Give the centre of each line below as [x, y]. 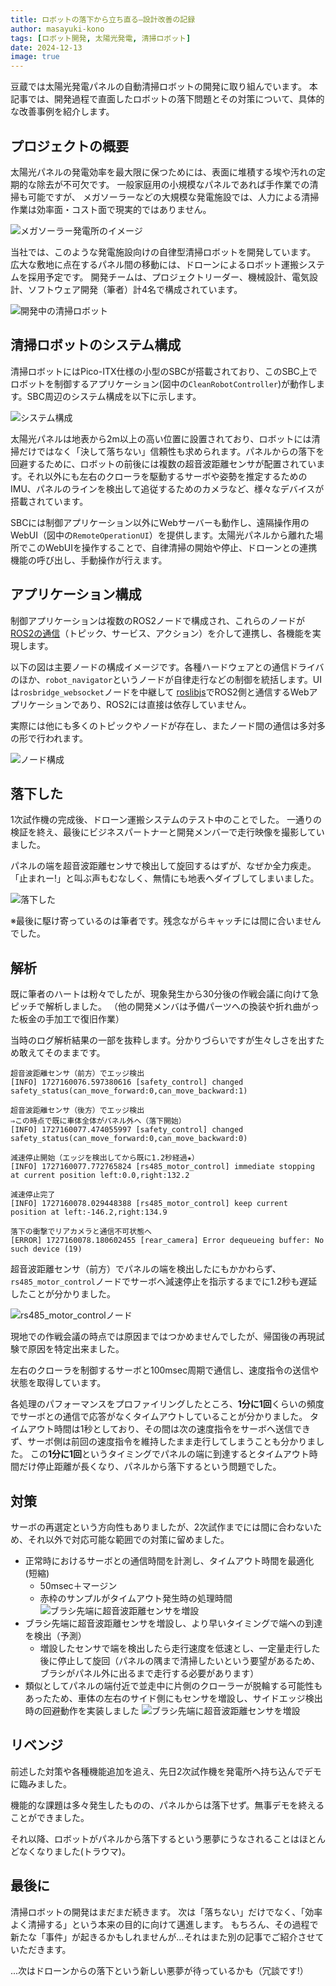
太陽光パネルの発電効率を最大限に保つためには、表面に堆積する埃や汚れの [163, 172]
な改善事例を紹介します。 [62, 112]
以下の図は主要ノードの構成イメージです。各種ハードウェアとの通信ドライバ [167, 667]
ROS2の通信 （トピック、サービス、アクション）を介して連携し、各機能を [161, 633]
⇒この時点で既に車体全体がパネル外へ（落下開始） [98, 1121]
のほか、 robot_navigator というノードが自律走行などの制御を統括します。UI [166, 679]
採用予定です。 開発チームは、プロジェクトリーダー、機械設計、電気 [168, 277]
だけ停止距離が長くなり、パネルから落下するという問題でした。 [150, 1467]
